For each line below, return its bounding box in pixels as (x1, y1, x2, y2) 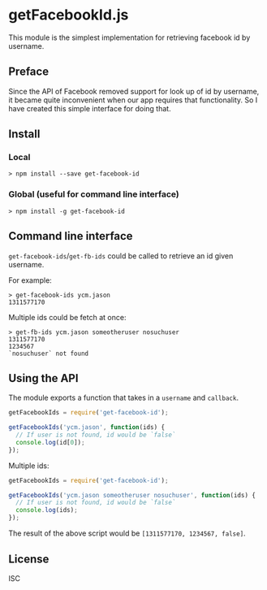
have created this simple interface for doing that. (8, 103, 172, 113)
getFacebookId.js (8, 6, 129, 24)
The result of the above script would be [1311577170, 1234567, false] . (8, 528, 246, 538)
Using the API (8, 371, 79, 385)
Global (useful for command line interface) (8, 189, 180, 200)
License (8, 552, 50, 566)
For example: (8, 275, 53, 285)
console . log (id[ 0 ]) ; (15, 438, 85, 446)
